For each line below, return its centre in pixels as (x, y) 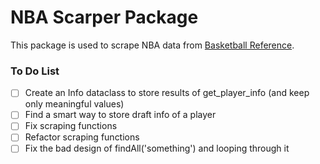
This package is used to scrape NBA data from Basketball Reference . (152, 45)
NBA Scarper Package (104, 17)
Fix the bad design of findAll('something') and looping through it (157, 148)
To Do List (35, 71)
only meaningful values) (74, 104)
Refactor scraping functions (82, 137)
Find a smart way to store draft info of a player (120, 115)
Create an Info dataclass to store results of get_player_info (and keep (167, 93)
